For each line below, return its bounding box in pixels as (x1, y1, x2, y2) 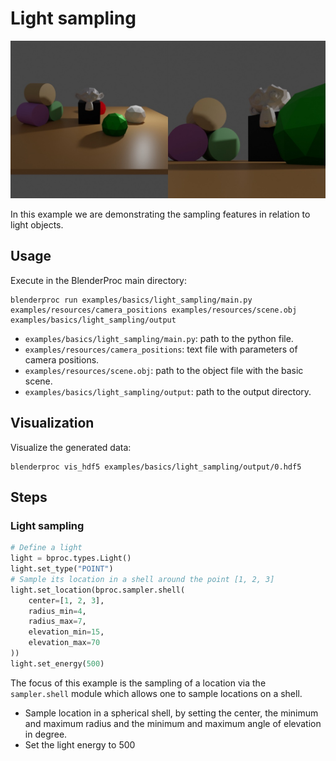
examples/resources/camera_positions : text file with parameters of (24, 343, 298, 355)
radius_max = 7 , (28, 617, 87, 627)
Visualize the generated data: (10, 441, 132, 453)
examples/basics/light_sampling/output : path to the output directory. (24, 385, 312, 397)
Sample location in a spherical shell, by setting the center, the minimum (24, 707, 319, 719)
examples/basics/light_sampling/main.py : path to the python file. (24, 332, 294, 344)
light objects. (10, 218, 64, 231)
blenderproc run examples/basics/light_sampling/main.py (10, 295, 253, 305)
